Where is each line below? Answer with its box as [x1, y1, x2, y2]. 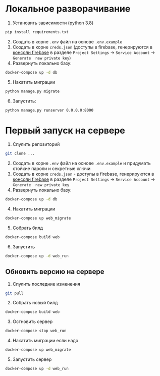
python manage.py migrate [5, 89, 60, 94]
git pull [5, 291, 24, 296]
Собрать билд [12, 225, 43, 231]
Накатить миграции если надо [12, 338, 79, 344]
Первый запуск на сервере [5, 125, 125, 136]
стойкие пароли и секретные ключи [12, 166, 91, 172]
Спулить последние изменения [12, 281, 80, 287]
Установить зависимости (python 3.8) [12, 20, 94, 26]
